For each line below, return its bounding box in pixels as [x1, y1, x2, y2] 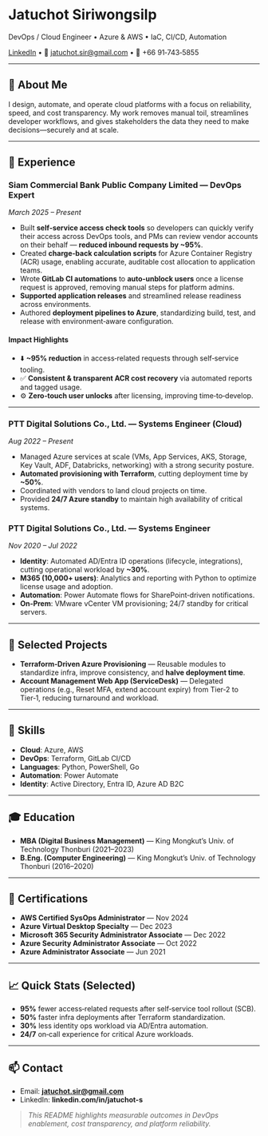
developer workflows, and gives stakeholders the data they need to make [8, 116, 250, 126]
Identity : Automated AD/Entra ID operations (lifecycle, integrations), [19, 556, 243, 566]
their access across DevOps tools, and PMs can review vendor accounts [19, 232, 258, 241]
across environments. [19, 300, 92, 309]
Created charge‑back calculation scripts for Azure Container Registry [19, 249, 253, 258]
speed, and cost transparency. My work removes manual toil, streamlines [8, 108, 249, 118]
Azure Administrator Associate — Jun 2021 [19, 947, 166, 957]
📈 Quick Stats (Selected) [8, 979, 136, 992]
